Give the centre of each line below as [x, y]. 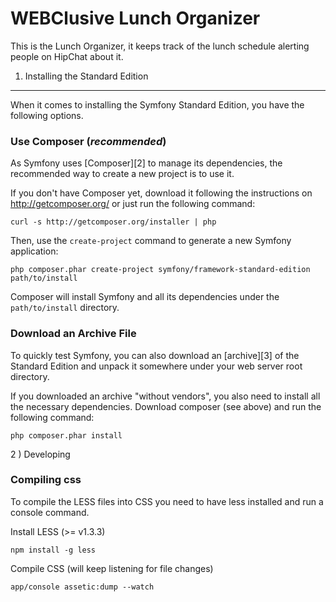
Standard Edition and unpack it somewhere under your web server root [156, 366]
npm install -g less [53, 550]
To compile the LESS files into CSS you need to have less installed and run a [167, 501]
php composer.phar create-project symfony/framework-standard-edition [160, 270]
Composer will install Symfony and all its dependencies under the [145, 297]
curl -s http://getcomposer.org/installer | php [113, 222]
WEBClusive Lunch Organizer [135, 18]
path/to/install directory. [65, 308]
